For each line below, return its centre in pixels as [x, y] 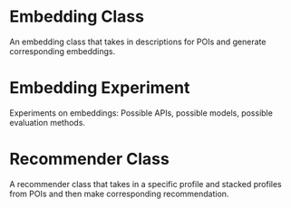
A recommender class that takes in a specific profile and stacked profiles [146, 184]
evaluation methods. [48, 122]
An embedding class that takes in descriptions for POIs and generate [138, 42]
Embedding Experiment [100, 88]
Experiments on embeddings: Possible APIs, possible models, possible [141, 113]
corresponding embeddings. [63, 51]
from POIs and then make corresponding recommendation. [119, 194]
